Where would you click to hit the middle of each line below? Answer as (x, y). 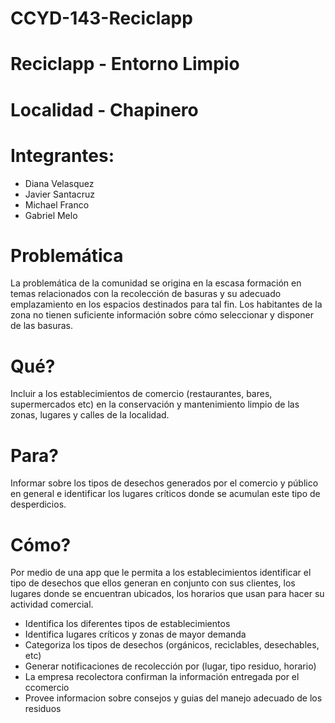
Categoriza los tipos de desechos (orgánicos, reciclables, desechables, (172, 645)
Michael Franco (57, 204)
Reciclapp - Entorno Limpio (125, 64)
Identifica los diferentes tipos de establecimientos (127, 624)
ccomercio (47, 688)
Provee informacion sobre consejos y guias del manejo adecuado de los (173, 698)
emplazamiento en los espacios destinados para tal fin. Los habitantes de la (166, 304)
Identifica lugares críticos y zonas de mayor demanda (135, 634)
